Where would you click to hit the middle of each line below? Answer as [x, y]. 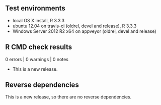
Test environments [35, 8]
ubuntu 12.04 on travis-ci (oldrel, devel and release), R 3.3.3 [74, 26]
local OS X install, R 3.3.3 [38, 20]
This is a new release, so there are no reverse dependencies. [68, 97]
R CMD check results [39, 47]
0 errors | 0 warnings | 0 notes [37, 59]
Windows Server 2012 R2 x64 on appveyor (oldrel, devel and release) [85, 31]
